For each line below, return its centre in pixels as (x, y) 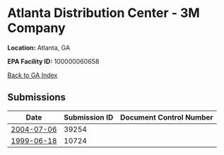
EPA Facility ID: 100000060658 (53, 61)
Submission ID (88, 117)
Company (36, 28)
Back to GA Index (33, 75)
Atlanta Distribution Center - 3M (104, 13)
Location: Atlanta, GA (39, 47)
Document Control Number (166, 117)
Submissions (36, 97)
